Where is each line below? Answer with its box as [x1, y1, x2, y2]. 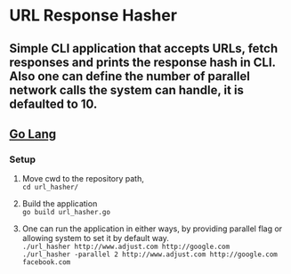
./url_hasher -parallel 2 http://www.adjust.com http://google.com [21, 250, 278, 259]
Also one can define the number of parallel [9, 68, 251, 84]
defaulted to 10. [9, 96, 98, 111]
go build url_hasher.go [21, 208, 111, 217]
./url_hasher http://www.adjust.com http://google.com [21, 242, 230, 252]
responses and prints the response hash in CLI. [9, 54, 276, 69]
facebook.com [21, 258, 71, 267]
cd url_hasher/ [21, 183, 79, 192]
